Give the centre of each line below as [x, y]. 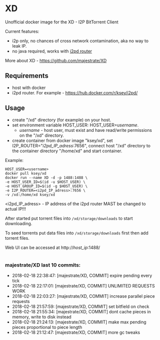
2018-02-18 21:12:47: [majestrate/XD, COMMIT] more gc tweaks [76, 332]
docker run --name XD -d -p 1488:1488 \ [47, 178]
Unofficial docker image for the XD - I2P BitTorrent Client [62, 22]
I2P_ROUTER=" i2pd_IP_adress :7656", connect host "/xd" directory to [81, 145]
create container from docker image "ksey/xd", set [62, 140]
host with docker [29, 88]
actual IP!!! [16, 209]
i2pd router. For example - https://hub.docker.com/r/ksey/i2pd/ [75, 92]
